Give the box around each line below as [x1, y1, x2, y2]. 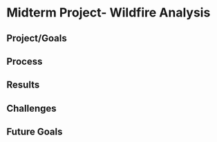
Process [6, 55, 43, 67]
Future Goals [6, 126, 63, 138]
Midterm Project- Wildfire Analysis [6, 5, 211, 21]
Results [6, 79, 40, 91]
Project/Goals [6, 32, 67, 44]
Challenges [6, 102, 57, 114]
